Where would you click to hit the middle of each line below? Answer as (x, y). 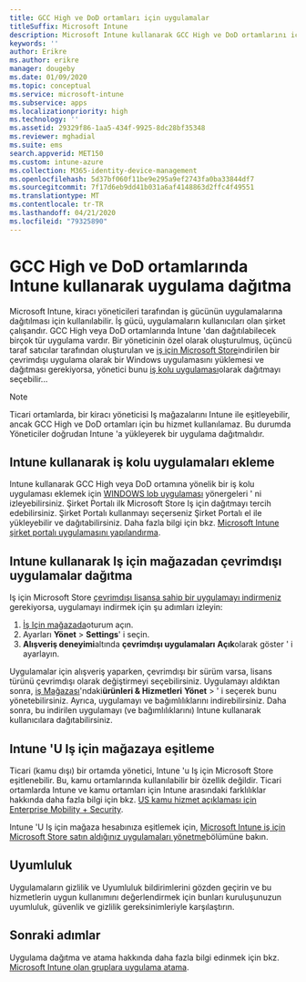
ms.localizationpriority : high (69, 111)
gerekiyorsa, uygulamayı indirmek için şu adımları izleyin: (116, 607)
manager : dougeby (42, 69)
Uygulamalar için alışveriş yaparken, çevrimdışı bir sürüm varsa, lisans (141, 672)
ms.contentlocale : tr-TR (56, 205)
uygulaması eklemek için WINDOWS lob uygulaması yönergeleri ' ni (136, 494)
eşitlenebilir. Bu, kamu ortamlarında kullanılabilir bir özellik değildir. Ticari (146, 780)
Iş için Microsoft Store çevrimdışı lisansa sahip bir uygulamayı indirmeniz (146, 597)
